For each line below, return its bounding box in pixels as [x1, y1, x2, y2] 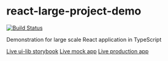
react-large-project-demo [6, 4, 142, 18]
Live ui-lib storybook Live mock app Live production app [6, 47, 149, 55]
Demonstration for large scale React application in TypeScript [6, 36, 162, 43]
